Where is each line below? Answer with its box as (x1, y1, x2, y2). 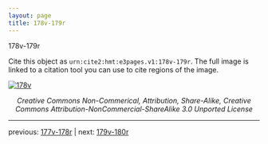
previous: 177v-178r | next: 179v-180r (8, 126, 129, 136)
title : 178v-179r (8, 19, 66, 27)
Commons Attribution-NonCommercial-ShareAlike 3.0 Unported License (14, 104, 254, 114)
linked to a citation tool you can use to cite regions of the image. (8, 64, 219, 74)
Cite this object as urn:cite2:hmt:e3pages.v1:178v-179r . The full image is (8, 56, 249, 66)
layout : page (8, 11, 52, 20)
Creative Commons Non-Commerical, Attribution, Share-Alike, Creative (17, 95, 251, 105)
